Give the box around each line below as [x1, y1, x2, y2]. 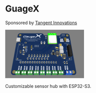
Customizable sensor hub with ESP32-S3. [5, 83, 91, 89]
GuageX [5, 3, 39, 15]
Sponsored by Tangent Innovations [5, 20, 77, 26]
